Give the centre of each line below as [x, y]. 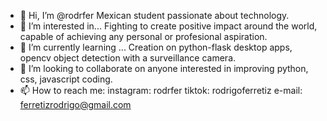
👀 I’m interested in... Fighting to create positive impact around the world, [168, 26]
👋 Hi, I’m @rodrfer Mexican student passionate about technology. [154, 15]
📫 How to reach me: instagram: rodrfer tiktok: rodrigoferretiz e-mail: [161, 90]
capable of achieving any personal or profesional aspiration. [143, 36]
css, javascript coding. [66, 79]
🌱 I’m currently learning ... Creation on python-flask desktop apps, [156, 47]
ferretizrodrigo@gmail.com [75, 104]
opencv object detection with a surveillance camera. [128, 58]
